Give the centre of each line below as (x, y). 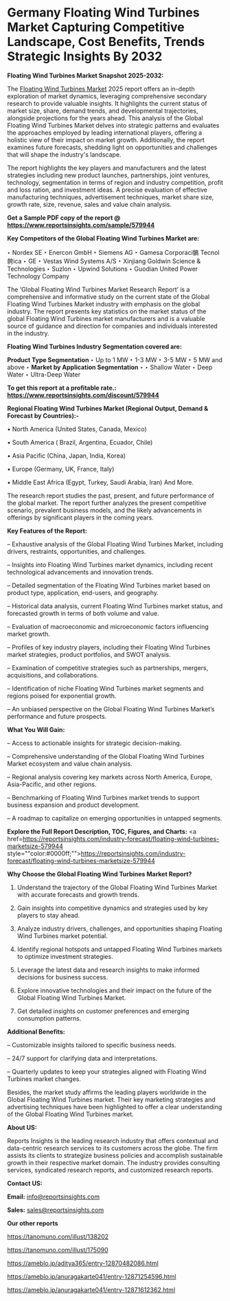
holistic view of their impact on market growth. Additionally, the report (106, 140)
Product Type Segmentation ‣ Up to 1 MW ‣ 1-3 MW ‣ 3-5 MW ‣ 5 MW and (115, 359)
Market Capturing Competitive (96, 27)
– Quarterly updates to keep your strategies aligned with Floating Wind (107, 1071)
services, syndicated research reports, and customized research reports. (111, 1170)
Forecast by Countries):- (43, 415)
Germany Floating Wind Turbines (104, 13)
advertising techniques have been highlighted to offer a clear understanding (115, 1107)
